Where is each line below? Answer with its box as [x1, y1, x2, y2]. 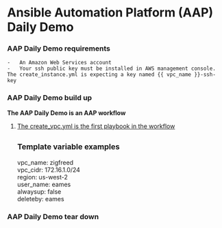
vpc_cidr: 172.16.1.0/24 [16, 166, 81, 174]
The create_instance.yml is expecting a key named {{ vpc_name [7, 71, 192, 78]
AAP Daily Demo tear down [7, 212, 99, 221]
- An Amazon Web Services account [7, 60, 112, 66]
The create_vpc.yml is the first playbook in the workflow [16, 122, 175, 130]
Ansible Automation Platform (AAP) [7, 5, 214, 21]
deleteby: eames [16, 194, 64, 203]
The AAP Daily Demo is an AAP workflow [7, 108, 126, 117]
